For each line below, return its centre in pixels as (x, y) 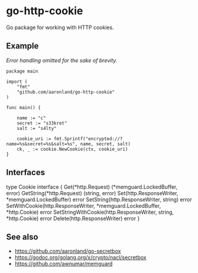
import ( (17, 81)
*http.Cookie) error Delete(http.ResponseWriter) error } (73, 218)
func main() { (24, 107)
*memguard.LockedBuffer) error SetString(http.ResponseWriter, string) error (99, 199)
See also (22, 237)
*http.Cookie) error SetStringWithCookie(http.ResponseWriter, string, (90, 212)
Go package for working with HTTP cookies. (60, 27)
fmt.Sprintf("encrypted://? (88, 139)
